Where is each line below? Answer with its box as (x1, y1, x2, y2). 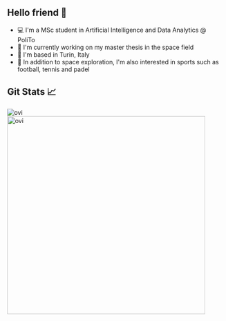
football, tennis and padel (17, 65, 90, 73)
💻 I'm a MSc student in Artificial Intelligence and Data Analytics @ (17, 26, 207, 34)
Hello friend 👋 (7, 7, 67, 19)
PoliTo (17, 35, 36, 44)
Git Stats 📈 (7, 86, 57, 98)
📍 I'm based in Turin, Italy (17, 50, 90, 59)
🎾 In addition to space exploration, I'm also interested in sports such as (17, 57, 219, 66)
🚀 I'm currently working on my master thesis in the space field (17, 43, 194, 51)
